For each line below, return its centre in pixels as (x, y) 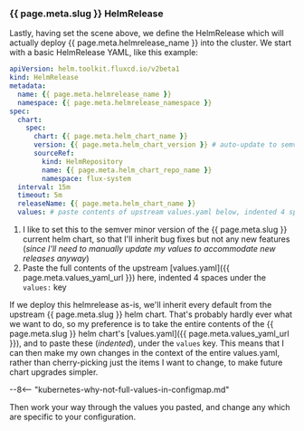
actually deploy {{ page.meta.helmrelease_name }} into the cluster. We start (151, 43)
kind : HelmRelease (44, 78)
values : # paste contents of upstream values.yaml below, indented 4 (151, 212)
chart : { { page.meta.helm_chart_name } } (110, 137)
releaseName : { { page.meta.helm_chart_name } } (107, 204)
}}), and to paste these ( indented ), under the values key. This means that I (147, 343)
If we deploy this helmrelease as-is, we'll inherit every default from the (141, 305)
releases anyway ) (56, 259)
